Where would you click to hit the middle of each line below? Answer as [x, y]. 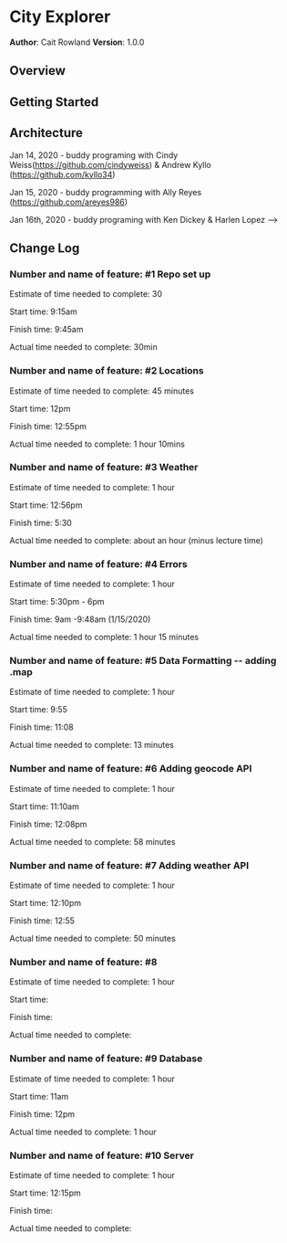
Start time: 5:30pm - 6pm [57, 602]
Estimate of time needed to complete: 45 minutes [102, 391]
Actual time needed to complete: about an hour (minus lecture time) [137, 540]
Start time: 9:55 [39, 710]
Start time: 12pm [40, 408]
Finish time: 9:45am [46, 330]
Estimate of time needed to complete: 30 [86, 294]
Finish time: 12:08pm [48, 824]
